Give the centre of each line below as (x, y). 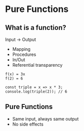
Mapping (21, 49)
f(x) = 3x (15, 74)
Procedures (24, 54)
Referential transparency (37, 65)
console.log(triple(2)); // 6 (36, 92)
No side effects (28, 124)
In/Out (19, 60)
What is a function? (36, 28)
